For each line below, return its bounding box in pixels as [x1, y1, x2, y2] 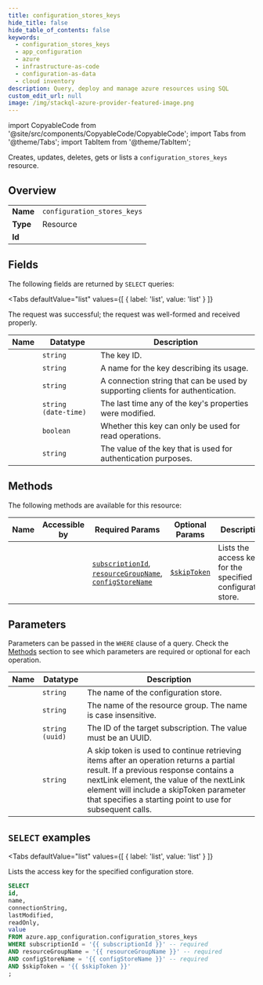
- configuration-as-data [15, 70, 96, 78]
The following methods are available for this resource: [8, 500, 182, 510]
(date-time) [41, 408, 87, 416]
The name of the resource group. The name [87, 700, 248, 711]
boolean [41, 426, 70, 435]
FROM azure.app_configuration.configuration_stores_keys [8, 933, 198, 941]
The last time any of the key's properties [100, 397, 249, 408]
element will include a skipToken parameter [87, 785, 247, 796]
